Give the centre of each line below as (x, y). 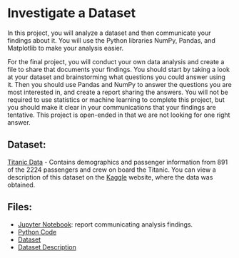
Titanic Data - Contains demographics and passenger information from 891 (118, 162)
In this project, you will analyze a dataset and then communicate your (109, 33)
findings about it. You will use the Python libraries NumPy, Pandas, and (111, 40)
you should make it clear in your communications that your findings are (112, 107)
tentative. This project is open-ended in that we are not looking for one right (119, 115)
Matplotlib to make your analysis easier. (66, 48)
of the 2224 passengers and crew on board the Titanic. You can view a (112, 170)
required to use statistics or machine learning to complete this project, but (116, 99)
